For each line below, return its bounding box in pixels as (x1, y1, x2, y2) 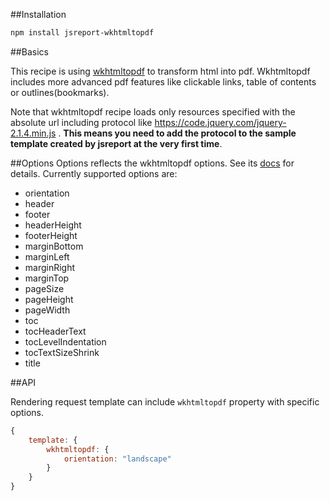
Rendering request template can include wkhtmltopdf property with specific (10, 395, 320, 408)
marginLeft (24, 250, 70, 263)
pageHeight (24, 293, 74, 305)
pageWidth (24, 304, 71, 316)
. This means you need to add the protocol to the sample (58, 127, 297, 139)
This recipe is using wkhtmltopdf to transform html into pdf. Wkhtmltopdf (10, 65, 311, 77)
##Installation (10, 9, 67, 20)
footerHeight (24, 229, 78, 241)
